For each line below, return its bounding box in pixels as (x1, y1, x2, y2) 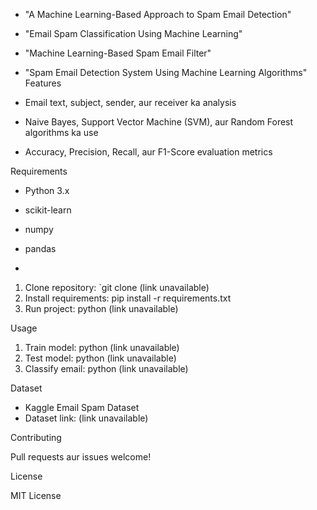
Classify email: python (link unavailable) (24, 363, 189, 374)
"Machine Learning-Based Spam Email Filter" (24, 47, 212, 59)
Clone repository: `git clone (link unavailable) (24, 282, 210, 293)
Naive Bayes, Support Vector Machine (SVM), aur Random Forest (24, 116, 294, 128)
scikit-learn (24, 204, 72, 216)
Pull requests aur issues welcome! (10, 451, 152, 463)
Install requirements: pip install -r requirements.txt (24, 292, 232, 304)
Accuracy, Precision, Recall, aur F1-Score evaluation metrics (24, 146, 273, 158)
